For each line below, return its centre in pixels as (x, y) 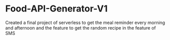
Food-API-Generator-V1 (56, 9)
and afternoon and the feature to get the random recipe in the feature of (81, 27)
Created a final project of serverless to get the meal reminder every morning (85, 22)
